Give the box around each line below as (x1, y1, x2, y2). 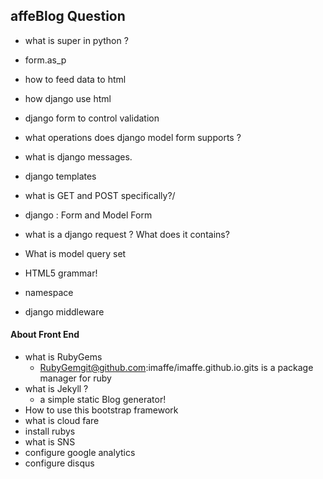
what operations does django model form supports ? (24, 131, 242, 143)
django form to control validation (24, 112, 160, 124)
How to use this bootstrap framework (24, 404, 179, 416)
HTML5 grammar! (24, 267, 98, 279)
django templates (24, 170, 97, 182)
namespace (24, 286, 74, 298)
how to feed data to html (24, 73, 127, 85)
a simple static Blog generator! (39, 394, 167, 406)
